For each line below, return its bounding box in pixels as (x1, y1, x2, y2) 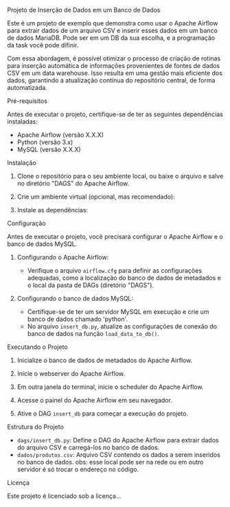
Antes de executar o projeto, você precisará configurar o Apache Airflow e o (7, 233, 223, 240)
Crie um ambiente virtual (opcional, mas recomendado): (16, 192, 175, 201)
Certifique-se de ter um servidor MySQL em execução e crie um (27, 308, 209, 315)
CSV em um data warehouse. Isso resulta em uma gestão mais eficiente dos (7, 69, 223, 77)
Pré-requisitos (7, 97, 48, 105)
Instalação (7, 159, 36, 167)
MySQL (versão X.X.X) (16, 146, 81, 153)
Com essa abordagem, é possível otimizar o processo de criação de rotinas (7, 54, 221, 63)
